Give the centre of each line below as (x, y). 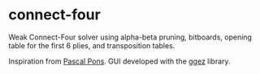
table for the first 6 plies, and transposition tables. (92, 45)
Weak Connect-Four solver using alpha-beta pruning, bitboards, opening (130, 37)
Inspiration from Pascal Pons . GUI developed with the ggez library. (119, 61)
